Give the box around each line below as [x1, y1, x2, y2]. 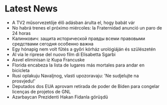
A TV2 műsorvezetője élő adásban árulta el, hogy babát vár [12, 19, 135, 25]
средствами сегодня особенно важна [12, 40, 94, 46]
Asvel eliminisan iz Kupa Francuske [12, 56, 85, 62]
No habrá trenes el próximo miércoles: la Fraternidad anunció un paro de [12, 24, 162, 30]
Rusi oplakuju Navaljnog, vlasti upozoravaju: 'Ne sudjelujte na [12, 72, 139, 78]
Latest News [5, 3, 58, 14]
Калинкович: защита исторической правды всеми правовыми [12, 35, 145, 41]
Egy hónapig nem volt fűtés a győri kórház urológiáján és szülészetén [12, 46, 156, 52]
